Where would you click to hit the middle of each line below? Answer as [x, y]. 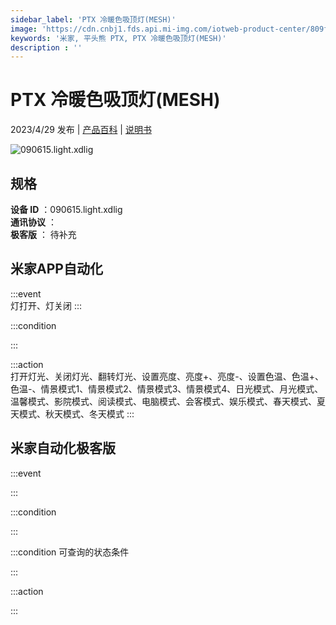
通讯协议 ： [33, 222]
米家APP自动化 [56, 269]
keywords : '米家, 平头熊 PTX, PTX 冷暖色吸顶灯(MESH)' [118, 38]
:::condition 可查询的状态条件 [70, 552]
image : [24, 29]
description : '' [46, 47]
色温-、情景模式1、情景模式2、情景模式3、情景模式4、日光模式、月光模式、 [167, 388]
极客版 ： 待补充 [43, 234]
